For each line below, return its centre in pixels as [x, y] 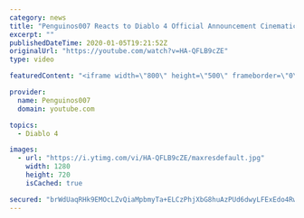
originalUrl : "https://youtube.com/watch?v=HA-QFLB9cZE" [119, 51]
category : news [38, 18]
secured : [26, 199]
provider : [28, 92]
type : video [32, 59]
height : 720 [48, 175]
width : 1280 [48, 167]
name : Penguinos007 [54, 100]
